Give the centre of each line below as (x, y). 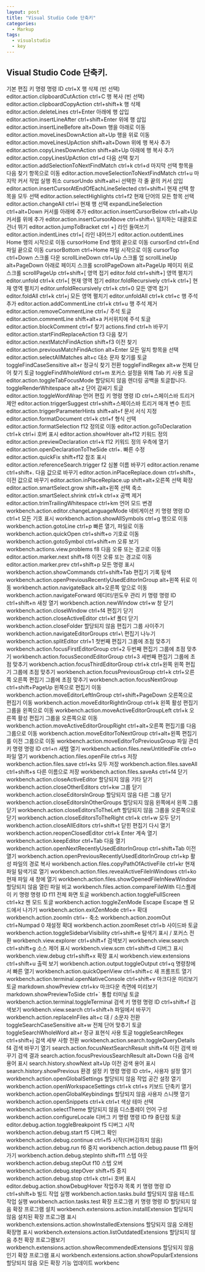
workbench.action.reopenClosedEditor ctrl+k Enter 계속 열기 (82, 833)
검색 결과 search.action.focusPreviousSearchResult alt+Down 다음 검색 (106, 1055)
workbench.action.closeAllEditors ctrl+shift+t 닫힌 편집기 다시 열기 (88, 825)
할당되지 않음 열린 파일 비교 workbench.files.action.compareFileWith (91, 886)
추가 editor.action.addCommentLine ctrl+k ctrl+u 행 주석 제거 (82, 303)
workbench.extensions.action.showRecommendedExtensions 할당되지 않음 (100, 1247)
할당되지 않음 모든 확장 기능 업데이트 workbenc (63, 1263)
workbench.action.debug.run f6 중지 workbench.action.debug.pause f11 (97, 1147)
